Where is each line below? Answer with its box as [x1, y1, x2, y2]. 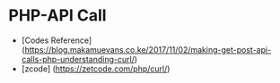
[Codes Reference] [21, 35, 92, 46]
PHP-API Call [8, 5, 107, 26]
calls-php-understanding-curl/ [21, 54, 136, 64]
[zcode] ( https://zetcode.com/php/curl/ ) [21, 63, 171, 74]
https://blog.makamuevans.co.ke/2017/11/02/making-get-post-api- [24, 44, 272, 54]
